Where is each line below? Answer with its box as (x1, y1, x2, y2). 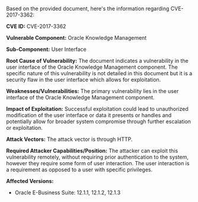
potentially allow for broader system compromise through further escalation (6, 118, 191, 125)
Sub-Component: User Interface (6, 46, 87, 53)
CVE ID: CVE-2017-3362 (6, 23, 66, 30)
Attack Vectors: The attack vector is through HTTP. (6, 136, 133, 143)
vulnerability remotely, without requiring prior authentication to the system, (6, 153, 189, 161)
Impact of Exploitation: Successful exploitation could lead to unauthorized (6, 105, 189, 112)
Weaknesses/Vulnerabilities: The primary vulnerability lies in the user (6, 88, 179, 94)
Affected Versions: (6, 178, 54, 184)
